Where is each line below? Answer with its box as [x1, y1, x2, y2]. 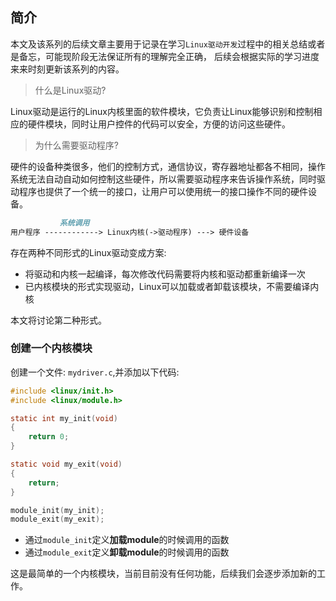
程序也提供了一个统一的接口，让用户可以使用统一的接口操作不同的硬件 [18, 185, 308, 197]
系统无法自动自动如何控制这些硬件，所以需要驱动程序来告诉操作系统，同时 [10, 173, 317, 185]
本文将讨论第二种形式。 [10, 314, 107, 326]
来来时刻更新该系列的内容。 [10, 63, 125, 75]
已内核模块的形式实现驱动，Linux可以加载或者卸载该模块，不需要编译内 [24, 280, 320, 292]
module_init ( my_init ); [10, 505, 105, 515]
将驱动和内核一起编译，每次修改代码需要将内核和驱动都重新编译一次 [24, 268, 306, 280]
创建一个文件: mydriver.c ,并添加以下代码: [10, 366, 180, 378]
